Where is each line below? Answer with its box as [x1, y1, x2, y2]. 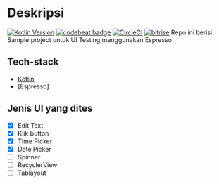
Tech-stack [7, 56, 59, 68]
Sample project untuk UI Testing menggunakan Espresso [7, 35, 173, 44]
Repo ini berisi [170, 28, 213, 37]
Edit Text [17, 121, 44, 129]
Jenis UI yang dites [7, 103, 93, 114]
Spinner [17, 152, 41, 161]
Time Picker [17, 137, 53, 145]
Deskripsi [7, 5, 65, 21]
